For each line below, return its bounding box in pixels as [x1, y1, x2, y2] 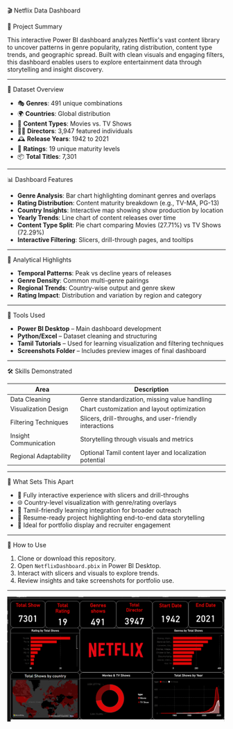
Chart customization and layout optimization [80, 405, 206, 413]
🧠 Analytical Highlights [7, 256, 71, 264]
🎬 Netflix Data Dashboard [7, 6, 81, 15]
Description [134, 385, 169, 393]
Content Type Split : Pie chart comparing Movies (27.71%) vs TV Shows [17, 221, 222, 229]
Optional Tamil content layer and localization [80, 448, 207, 456]
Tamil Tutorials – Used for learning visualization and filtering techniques [17, 339, 224, 348]
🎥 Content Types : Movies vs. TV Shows [17, 119, 132, 128]
